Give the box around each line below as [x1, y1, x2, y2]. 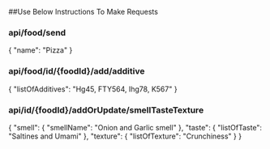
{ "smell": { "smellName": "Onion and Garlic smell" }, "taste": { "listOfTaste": [8, 122, 262, 132]
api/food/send [8, 27, 66, 38]
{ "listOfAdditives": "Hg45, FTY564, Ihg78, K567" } [8, 84, 178, 94]
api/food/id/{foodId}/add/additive [8, 66, 145, 77]
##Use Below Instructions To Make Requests [8, 7, 158, 16]
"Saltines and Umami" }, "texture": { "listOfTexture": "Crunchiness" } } [8, 131, 242, 141]
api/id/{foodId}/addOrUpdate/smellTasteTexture [8, 104, 204, 116]
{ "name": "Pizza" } [8, 45, 73, 55]
